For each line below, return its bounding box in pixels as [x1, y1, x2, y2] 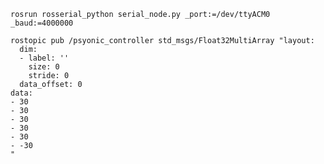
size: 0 [28, 62, 60, 72]
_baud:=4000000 [10, 18, 74, 28]
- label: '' [19, 53, 70, 63]
